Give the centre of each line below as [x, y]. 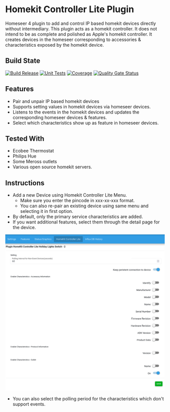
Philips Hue [24, 156]
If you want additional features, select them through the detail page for [86, 222]
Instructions [25, 183]
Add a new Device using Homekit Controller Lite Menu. [70, 195]
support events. [29, 404]
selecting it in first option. [47, 211]
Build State [23, 61]
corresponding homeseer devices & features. [60, 117]
